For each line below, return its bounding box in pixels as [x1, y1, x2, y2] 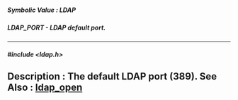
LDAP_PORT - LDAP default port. [7, 23, 106, 32]
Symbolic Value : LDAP [7, 6, 76, 14]
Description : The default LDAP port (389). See [7, 70, 217, 82]
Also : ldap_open [7, 82, 83, 94]
